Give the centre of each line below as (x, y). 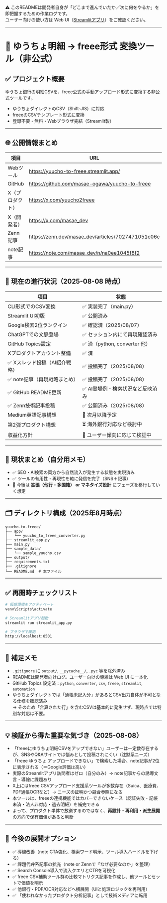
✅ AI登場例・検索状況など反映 (117, 389)
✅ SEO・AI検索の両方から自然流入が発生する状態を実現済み (74, 472)
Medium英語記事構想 (32, 415)
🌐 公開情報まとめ (32, 143)
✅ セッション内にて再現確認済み (120, 334)
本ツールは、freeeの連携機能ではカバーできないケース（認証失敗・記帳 (85, 798)
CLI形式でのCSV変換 (32, 306)
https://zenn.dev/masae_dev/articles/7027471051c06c (94, 237)
